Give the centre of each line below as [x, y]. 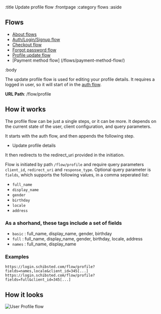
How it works [25, 109]
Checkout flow [27, 45]
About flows [24, 34]
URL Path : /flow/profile [28, 94]
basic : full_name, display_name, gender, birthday [62, 233]
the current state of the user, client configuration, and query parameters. [78, 126]
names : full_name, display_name [44, 244]
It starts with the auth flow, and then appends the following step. [70, 136]
